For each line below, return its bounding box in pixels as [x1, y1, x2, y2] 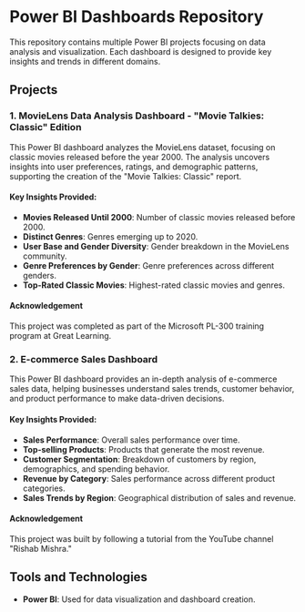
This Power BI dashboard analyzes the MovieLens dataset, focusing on [9, 141, 276, 152]
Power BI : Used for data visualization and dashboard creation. [22, 594, 256, 605]
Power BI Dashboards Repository [9, 6, 264, 27]
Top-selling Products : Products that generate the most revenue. [22, 444, 266, 454]
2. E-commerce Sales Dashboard [9, 352, 158, 365]
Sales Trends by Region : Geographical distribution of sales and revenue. [22, 492, 297, 503]
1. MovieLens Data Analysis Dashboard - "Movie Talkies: [9, 109, 265, 122]
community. [22, 250, 67, 261]
